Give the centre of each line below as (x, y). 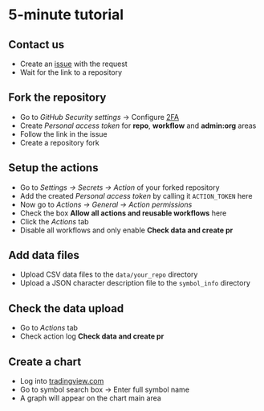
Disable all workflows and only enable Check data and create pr (126, 230)
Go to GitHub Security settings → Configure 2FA (99, 117)
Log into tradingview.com (62, 381)
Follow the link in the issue (64, 134)
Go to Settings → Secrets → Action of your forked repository (120, 187)
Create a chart (45, 362)
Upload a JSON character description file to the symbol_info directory (135, 283)
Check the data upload (66, 308)
